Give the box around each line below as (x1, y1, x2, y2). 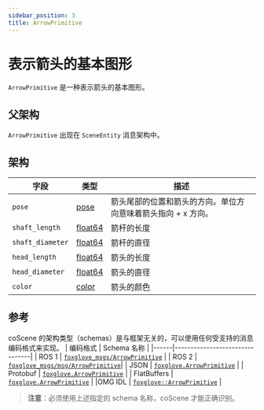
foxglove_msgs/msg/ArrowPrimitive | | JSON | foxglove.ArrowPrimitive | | (8, 360, 244, 370)
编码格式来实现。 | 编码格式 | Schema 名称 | (8, 343, 150, 353)
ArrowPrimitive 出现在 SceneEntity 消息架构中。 (8, 131, 164, 140)
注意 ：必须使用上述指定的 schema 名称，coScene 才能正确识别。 (27, 393, 240, 402)
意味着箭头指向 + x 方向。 (119, 208, 214, 219)
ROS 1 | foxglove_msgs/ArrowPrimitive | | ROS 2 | (38, 352, 198, 361)
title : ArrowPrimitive (8, 19, 82, 27)
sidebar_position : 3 (8, 11, 76, 20)
